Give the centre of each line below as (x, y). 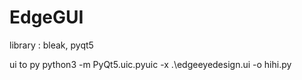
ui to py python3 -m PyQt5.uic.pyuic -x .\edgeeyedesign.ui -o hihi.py (150, 64)
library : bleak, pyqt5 (51, 45)
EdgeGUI (46, 17)
